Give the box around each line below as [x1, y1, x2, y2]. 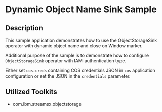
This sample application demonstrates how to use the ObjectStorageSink [5, 37, 157, 43]
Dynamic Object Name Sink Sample [5, 4, 157, 15]
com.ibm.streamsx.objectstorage [12, 101, 82, 107]
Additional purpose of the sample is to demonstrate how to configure [5, 52, 149, 58]
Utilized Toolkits [5, 88, 57, 96]
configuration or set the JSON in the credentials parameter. [5, 73, 131, 79]
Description [5, 24, 43, 32]
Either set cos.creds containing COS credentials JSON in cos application [5, 67, 155, 73]
